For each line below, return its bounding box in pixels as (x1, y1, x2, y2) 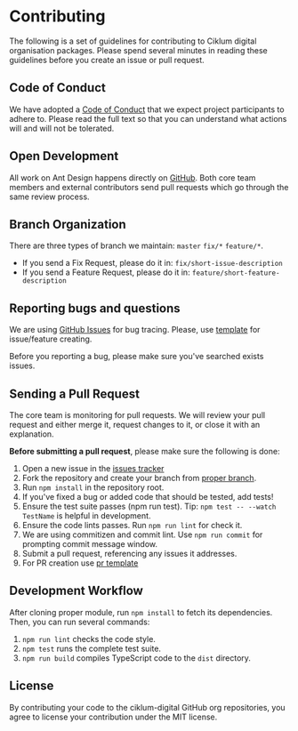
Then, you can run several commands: (9, 616, 150, 627)
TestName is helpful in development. (21, 510, 151, 521)
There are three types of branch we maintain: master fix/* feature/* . (9, 240, 264, 251)
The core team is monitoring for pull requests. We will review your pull (9, 410, 265, 420)
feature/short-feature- (191, 269, 280, 277)
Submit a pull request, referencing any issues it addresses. (21, 549, 238, 558)
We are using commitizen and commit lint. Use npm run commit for (21, 529, 263, 540)
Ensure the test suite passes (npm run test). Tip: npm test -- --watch (21, 501, 277, 511)
